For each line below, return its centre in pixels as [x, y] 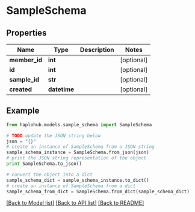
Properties [26, 33]
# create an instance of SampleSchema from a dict [71, 186]
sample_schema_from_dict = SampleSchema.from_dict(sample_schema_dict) [98, 191]
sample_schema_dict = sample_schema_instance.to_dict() [78, 180]
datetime [61, 89]
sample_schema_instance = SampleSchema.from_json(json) [78, 153]
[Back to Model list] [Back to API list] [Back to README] [75, 203]
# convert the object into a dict [50, 175]
